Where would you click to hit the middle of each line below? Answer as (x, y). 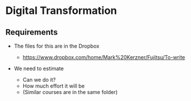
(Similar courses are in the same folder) (70, 92)
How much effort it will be (54, 86)
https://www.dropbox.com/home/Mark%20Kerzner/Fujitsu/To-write (104, 57)
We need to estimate (39, 68)
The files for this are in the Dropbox (57, 46)
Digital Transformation (61, 11)
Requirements (32, 32)
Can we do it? (39, 80)
